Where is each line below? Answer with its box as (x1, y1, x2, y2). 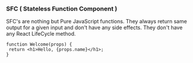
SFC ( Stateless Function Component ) (6, 5, 118, 13)
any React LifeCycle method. (6, 30, 76, 37)
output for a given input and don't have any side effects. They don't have (6, 24, 183, 31)
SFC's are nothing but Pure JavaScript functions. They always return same (6, 18, 187, 25)
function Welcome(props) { (6, 41, 72, 48)
